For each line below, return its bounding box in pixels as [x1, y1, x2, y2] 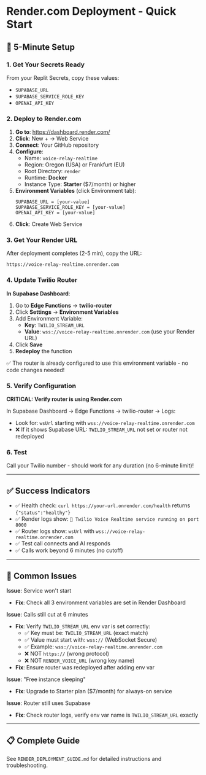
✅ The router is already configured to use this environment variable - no [6, 359, 189, 367]
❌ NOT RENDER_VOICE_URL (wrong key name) [24, 656, 135, 664]
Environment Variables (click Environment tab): [15, 187, 137, 195]
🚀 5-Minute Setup [6, 42, 75, 52]
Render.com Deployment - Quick [6, 4, 177, 18]
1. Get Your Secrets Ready [6, 60, 85, 69]
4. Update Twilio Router [6, 276, 78, 284]
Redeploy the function [15, 347, 72, 354]
